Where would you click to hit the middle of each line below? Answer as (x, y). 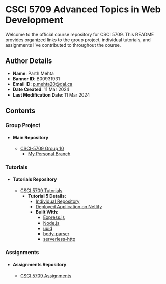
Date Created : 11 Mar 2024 (41, 89)
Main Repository (31, 137)
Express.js (54, 217)
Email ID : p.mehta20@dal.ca (43, 84)
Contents (20, 111)
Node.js (51, 223)
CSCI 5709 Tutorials (41, 191)
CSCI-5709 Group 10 (42, 149)
